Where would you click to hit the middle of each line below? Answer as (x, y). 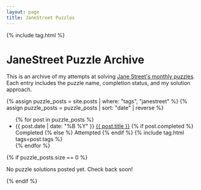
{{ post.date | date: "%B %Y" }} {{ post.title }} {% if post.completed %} (104, 126)
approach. (19, 90)
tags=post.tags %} (39, 139)
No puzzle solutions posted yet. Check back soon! (70, 169)
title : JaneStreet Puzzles (41, 18)
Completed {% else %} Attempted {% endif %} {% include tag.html (100, 133)
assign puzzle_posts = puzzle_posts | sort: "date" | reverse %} (85, 108)
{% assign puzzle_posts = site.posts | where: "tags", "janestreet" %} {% (97, 101)
